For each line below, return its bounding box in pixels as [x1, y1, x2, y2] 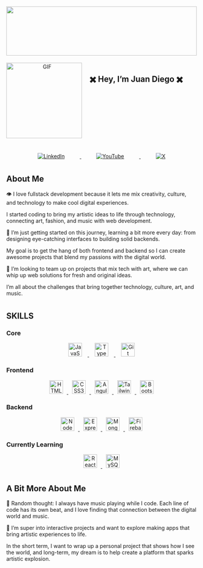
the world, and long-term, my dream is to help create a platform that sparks [6, 549, 194, 556]
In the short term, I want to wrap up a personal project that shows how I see [6, 542, 195, 549]
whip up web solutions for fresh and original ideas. [6, 271, 132, 279]
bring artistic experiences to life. [6, 531, 87, 538]
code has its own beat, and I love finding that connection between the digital [6, 506, 196, 513]
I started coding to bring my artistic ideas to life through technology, [6, 210, 176, 218]
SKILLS [6, 311, 34, 321]
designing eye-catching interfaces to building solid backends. [6, 235, 160, 242]
